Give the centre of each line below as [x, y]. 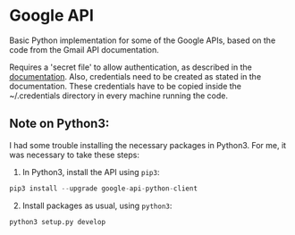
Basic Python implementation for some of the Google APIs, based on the [143, 40]
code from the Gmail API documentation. [84, 49]
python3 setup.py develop [57, 222]
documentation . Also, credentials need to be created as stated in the [135, 76]
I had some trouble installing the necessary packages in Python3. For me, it [148, 145]
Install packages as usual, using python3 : [97, 206]
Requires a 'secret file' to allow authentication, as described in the [131, 67]
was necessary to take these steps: [75, 155]
